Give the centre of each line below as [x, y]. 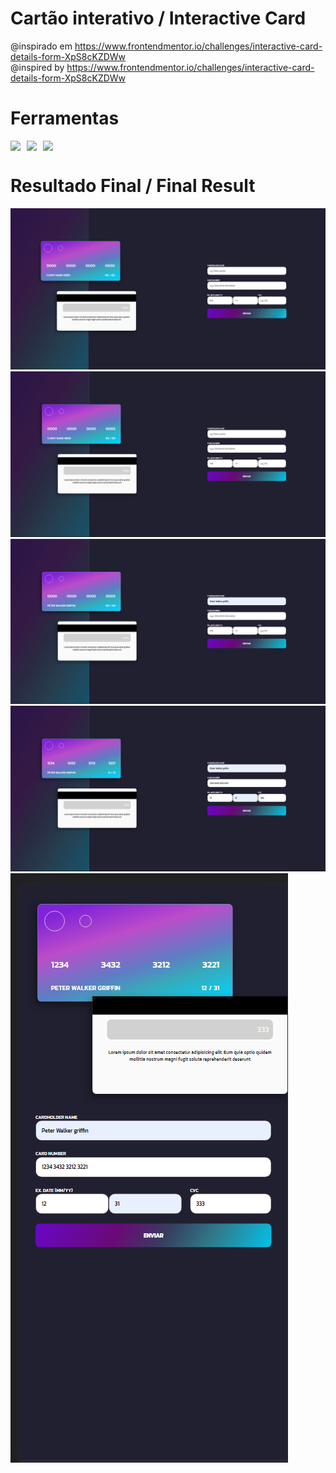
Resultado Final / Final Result [133, 186]
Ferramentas [65, 118]
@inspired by [37, 67]
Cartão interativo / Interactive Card [158, 18]
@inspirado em [41, 46]
